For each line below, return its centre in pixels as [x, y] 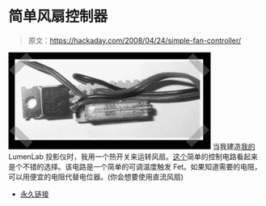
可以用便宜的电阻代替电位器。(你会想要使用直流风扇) [96, 177]
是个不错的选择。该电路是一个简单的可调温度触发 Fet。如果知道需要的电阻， [135, 166]
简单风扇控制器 [58, 17]
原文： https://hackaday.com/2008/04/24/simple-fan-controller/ [135, 40]
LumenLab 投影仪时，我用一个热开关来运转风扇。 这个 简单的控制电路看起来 [133, 156]
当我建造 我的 [234, 146]
